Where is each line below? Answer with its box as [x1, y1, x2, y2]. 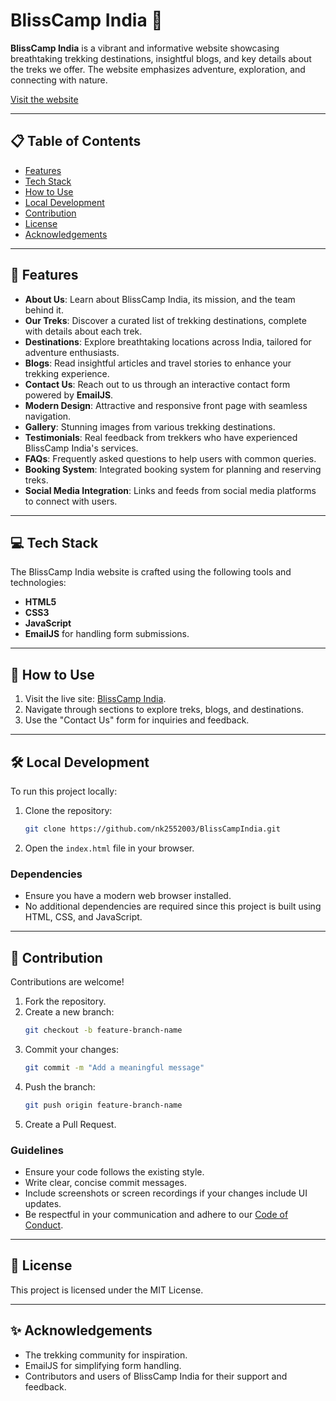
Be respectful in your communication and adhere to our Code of [24, 1208, 289, 1220]
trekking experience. [24, 367, 110, 379]
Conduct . [24, 1219, 64, 1231]
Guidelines [10, 1143, 64, 1157]
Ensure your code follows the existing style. [24, 1165, 205, 1178]
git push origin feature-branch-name [24, 1100, 183, 1110]
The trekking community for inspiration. [24, 1349, 188, 1361]
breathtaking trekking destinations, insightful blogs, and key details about [10, 52, 312, 64]
